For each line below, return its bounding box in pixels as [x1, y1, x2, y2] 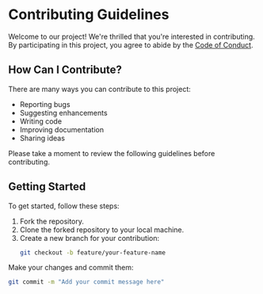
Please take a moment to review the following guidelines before [8, 148, 215, 158]
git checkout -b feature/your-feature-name [19, 248, 166, 257]
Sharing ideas [19, 133, 66, 143]
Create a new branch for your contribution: [19, 233, 160, 242]
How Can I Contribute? [8, 63, 123, 77]
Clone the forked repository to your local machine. [19, 224, 185, 235]
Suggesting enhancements [19, 108, 109, 117]
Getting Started [8, 180, 86, 193]
